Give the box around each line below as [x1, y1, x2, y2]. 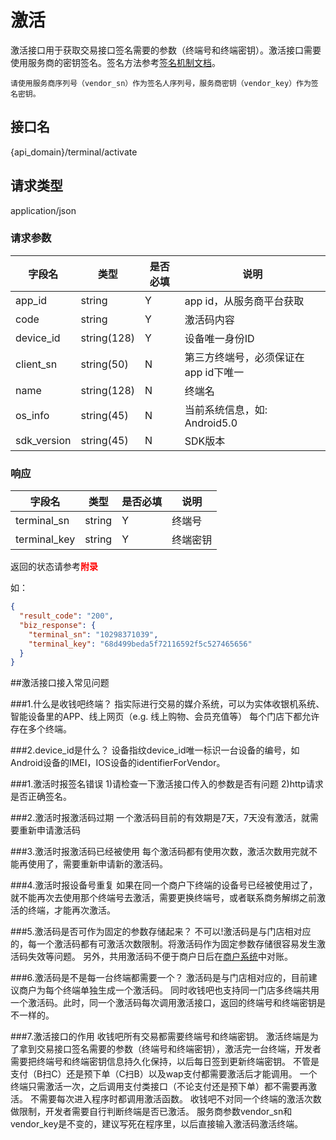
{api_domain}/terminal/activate [10, 146, 138, 158]
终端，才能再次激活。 [27, 904, 116, 916]
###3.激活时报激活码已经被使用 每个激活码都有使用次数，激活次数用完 [10, 846, 300, 858]
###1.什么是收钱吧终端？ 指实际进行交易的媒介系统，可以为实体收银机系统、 [10, 698, 325, 710]
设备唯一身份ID [184, 331, 255, 345]
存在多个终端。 [10, 723, 72, 735]
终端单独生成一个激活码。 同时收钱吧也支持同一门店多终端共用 [62, 984, 320, 996]
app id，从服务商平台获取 [184, 294, 305, 308]
